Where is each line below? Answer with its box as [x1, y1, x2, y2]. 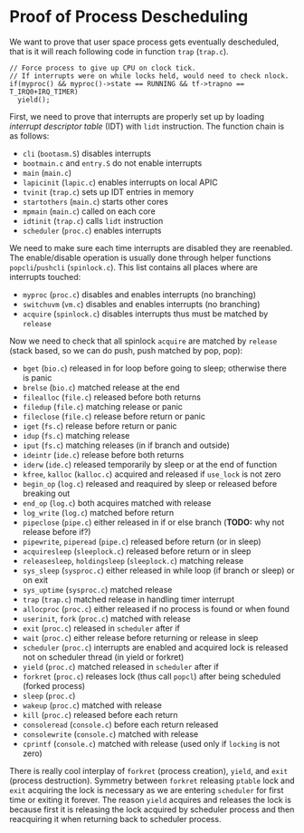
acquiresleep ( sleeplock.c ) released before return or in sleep [22, 546, 252, 557]
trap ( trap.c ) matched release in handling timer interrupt [22, 594, 235, 605]
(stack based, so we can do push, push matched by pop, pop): [9, 344, 243, 355]
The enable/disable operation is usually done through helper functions [9, 252, 271, 263]
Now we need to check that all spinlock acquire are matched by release [9, 335, 278, 346]
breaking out [22, 488, 71, 499]
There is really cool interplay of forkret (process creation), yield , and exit [9, 765, 289, 776]
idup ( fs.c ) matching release [22, 430, 130, 441]
